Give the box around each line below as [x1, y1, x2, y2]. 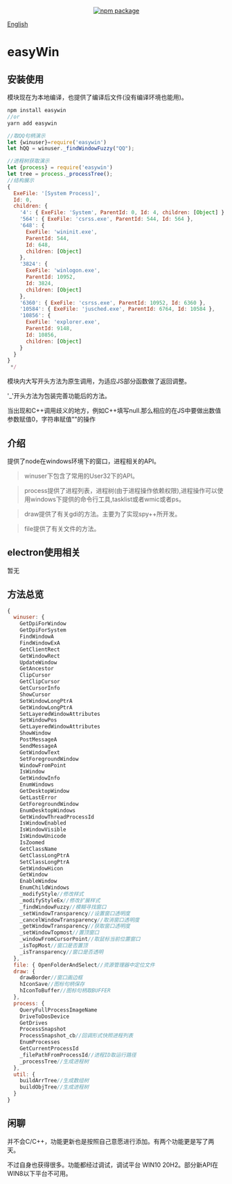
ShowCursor [19, 691, 51, 698]
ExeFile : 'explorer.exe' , [25, 319, 100, 325]
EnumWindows [19, 781, 54, 789]
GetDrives [19, 1019, 48, 1026]
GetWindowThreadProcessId [19, 814, 95, 820]
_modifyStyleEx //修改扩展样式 [19, 897, 100, 904]
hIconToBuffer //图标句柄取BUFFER [19, 987, 111, 994]
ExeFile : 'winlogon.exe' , [25, 267, 100, 274]
